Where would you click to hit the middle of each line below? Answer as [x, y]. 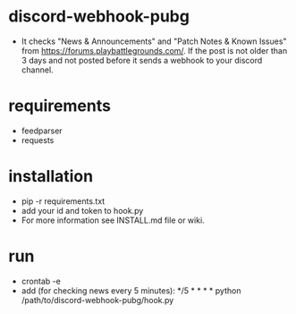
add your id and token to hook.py [82, 210]
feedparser [42, 131]
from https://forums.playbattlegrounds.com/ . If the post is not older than [154, 50]
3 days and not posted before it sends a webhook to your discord [142, 60]
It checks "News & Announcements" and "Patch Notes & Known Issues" [154, 41]
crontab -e [41, 281]
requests [38, 140]
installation [51, 177]
